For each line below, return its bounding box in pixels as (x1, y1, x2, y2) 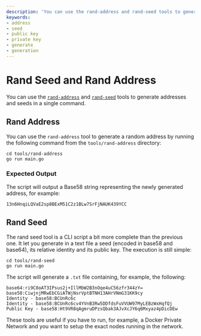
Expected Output (6, 170, 57, 178)
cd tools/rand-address (6, 151, 63, 157)
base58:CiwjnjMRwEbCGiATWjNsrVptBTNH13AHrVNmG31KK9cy (6, 290, 144, 296)
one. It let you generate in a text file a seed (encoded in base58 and (6, 240, 173, 247)
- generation (6, 48, 39, 54)
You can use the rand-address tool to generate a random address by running (6, 133, 194, 140)
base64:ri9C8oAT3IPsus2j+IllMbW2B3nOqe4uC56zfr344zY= (6, 285, 144, 291)
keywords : (6, 14, 31, 20)
